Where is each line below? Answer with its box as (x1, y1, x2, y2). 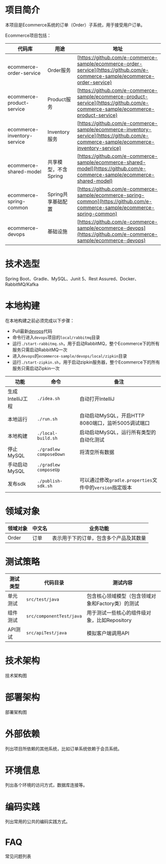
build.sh (37, 435, 58, 441)
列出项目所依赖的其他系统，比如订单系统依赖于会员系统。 (5, 745, 122, 751)
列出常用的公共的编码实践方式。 (5, 819, 70, 825)
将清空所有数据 (80, 448, 115, 455)
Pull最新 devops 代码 (12, 328, 53, 334)
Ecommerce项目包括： (5, 32, 51, 38)
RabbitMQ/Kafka (5, 281, 39, 287)
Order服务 (47, 66, 71, 73)
